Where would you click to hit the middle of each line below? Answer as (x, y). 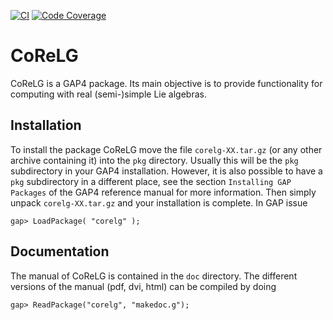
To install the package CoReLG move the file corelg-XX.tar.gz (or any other (166, 149)
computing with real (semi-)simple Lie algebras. (108, 94)
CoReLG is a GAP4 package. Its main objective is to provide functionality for (166, 83)
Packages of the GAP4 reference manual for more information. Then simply (163, 192)
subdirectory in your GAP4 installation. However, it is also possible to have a (166, 171)
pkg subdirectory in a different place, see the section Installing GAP (151, 181)
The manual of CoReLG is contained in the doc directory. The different (154, 276)
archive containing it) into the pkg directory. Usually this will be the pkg (154, 160)
